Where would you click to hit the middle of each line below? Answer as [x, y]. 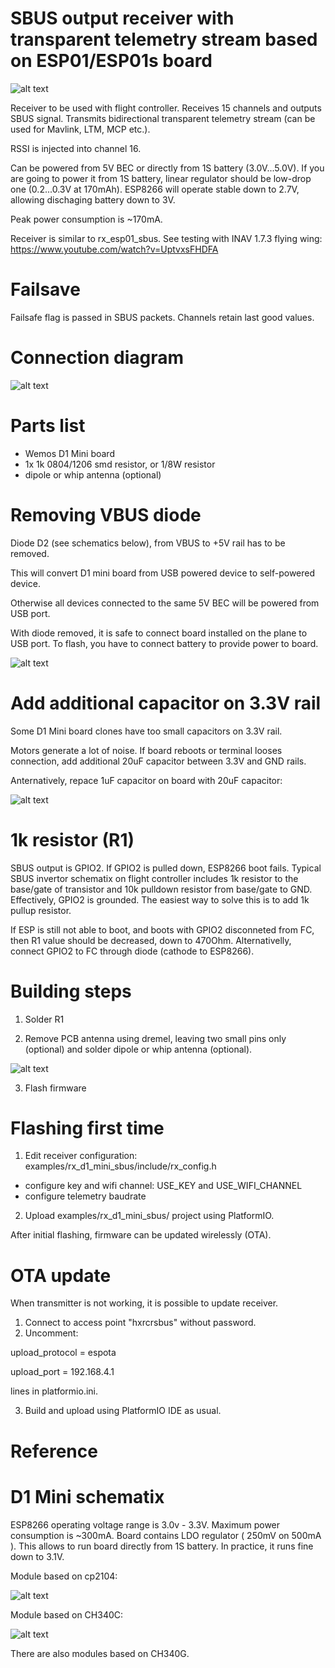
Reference [54, 1451]
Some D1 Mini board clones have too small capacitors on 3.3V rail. [146, 731]
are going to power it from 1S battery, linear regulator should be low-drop [161, 178]
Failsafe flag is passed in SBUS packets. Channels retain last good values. [162, 317]
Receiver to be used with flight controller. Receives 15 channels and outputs [166, 108]
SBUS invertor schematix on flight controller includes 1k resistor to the [154, 878]
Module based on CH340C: [67, 1614]
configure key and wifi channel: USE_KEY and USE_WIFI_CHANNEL [163, 1186]
